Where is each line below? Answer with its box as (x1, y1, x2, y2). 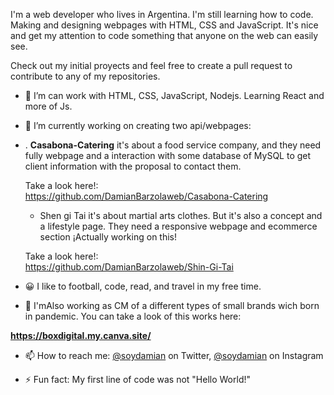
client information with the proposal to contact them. (24, 160, 242, 172)
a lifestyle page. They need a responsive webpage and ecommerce (39, 220, 318, 232)
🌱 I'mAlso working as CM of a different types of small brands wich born (24, 300, 320, 311)
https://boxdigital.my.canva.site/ (10, 330, 152, 341)
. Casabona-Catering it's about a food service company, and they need (24, 139, 322, 151)
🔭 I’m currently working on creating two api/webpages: (24, 120, 252, 131)
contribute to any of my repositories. (10, 70, 161, 82)
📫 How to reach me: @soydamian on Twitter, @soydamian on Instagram (24, 350, 324, 361)
